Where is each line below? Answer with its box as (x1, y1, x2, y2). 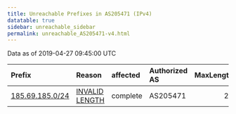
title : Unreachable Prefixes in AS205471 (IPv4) (7, 10, 152, 18)
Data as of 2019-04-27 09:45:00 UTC (7, 49, 117, 58)
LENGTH (76, 96, 105, 106)
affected (111, 70, 140, 80)
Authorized (149, 66, 188, 76)
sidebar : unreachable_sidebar (7, 23, 96, 30)
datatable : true (7, 17, 55, 24)
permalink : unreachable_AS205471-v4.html (7, 30, 131, 37)
